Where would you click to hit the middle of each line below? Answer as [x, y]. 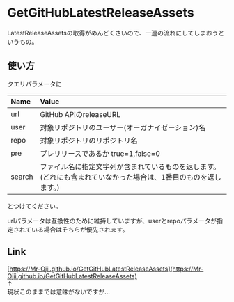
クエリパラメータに [35, 84]
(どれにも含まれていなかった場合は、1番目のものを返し [131, 177]
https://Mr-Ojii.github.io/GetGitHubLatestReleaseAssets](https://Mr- [107, 269]
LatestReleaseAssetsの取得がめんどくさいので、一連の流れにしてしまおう [113, 33]
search [22, 177]
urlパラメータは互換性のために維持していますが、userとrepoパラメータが [112, 221]
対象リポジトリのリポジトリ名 [89, 141]
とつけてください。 [35, 206]
